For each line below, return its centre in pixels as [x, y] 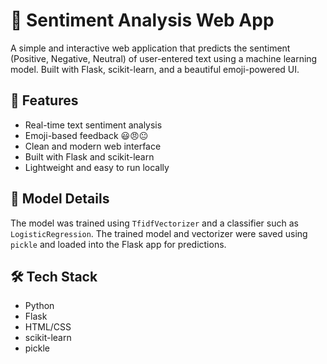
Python [39, 306]
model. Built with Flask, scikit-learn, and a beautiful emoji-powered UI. [155, 69]
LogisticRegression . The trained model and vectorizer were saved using [159, 233]
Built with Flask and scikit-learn [89, 156]
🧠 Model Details [60, 199]
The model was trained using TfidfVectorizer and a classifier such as [154, 223]
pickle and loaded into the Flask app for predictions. [118, 244]
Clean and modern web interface [93, 146]
